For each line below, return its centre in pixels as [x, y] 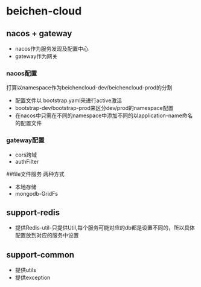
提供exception [33, 278]
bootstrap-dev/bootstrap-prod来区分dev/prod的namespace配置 [94, 108]
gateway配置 [25, 140]
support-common [40, 255]
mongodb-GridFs [37, 193]
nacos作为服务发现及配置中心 [52, 49]
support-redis [33, 212]
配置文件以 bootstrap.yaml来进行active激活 [69, 100]
